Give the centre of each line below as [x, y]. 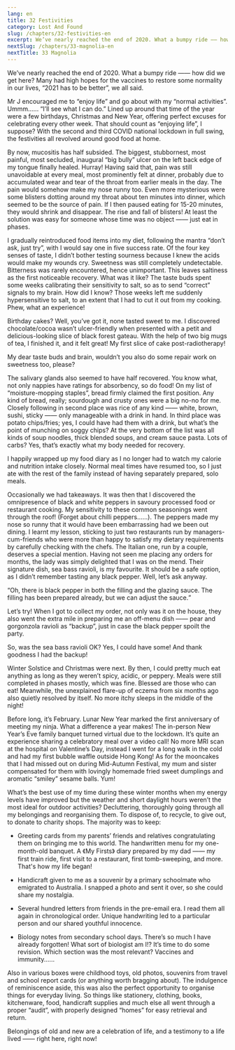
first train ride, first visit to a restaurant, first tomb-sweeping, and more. [120, 859]
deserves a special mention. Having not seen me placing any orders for [110, 554]
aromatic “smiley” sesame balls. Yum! [61, 779]
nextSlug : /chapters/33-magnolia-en [60, 46]
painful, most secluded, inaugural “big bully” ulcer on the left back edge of [115, 159]
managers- [209, 532]
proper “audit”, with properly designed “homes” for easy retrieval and [107, 1010]
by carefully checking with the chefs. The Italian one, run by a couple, [108, 546]
